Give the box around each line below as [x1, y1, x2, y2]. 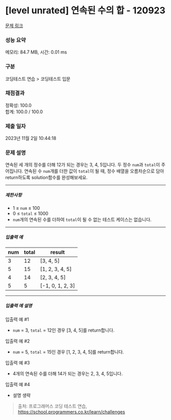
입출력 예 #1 [5, 316, 29, 323]
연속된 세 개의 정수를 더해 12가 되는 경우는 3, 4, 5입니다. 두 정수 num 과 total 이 [5, 162, 160, 168]
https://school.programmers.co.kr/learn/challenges [17, 409, 126, 415]
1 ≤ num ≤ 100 [12, 205, 40, 211]
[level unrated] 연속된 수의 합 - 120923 [5, 5, 165, 16]
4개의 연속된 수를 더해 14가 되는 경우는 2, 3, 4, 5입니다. [12, 370, 123, 377]
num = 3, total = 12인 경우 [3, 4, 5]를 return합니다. [12, 327, 115, 333]
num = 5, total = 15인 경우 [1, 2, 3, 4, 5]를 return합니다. [12, 349, 124, 355]
